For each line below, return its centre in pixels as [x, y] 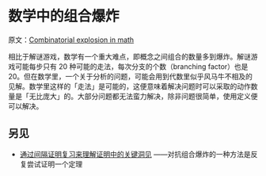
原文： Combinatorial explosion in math [71, 40]
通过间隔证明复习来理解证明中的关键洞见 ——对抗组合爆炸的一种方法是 [135, 154]
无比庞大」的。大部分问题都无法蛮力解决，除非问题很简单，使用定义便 [143, 96]
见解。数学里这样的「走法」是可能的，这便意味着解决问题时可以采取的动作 [129, 86]
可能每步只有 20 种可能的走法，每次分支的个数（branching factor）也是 [131, 66]
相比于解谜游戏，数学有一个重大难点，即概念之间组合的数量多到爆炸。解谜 [129, 56]
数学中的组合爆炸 [64, 16]
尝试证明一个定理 [55, 164]
